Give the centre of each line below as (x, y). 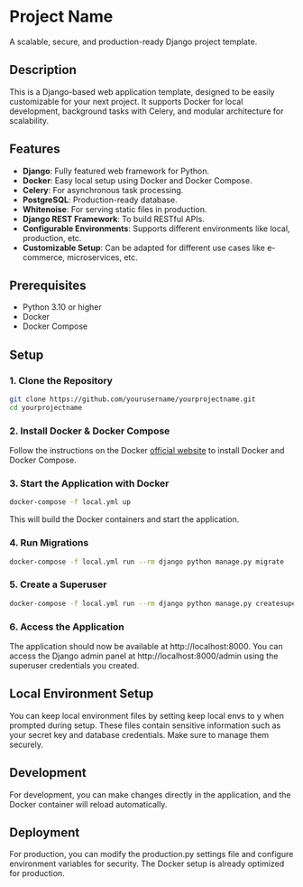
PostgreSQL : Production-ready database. (100, 200)
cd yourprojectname (46, 407)
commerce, (44, 257)
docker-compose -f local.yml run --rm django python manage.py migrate (147, 562)
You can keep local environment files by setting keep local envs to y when (147, 715)
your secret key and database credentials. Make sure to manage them (139, 734)
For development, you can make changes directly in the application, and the (150, 794)
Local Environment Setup (82, 694)
